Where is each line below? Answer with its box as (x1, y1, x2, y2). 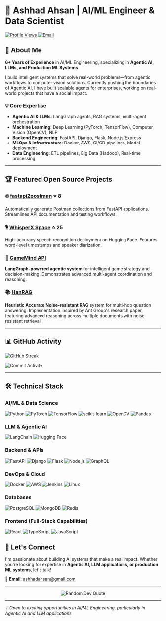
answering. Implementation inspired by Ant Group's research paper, (5, 307, 143, 313)
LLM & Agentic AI (5, 423, 47, 430)
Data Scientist (5, 15, 64, 27)
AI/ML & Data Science (5, 399, 58, 406)
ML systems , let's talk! (5, 567, 52, 573)
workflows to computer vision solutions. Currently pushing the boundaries (5, 79, 156, 85)
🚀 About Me (5, 46, 42, 54)
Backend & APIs (5, 447, 44, 454)
